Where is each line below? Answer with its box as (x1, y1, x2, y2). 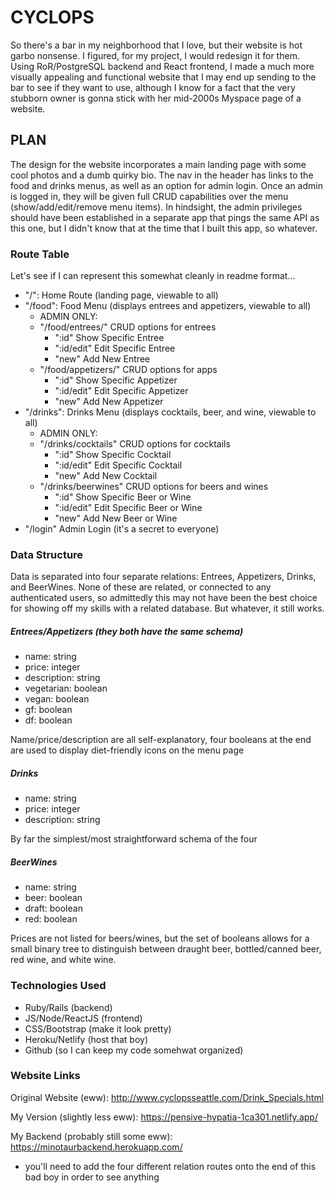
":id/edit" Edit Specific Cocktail (54, 459, 183, 471)
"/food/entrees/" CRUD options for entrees (39, 321, 217, 333)
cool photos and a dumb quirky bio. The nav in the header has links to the (10, 169, 314, 181)
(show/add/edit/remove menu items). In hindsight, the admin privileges (10, 201, 303, 213)
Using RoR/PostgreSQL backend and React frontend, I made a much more (10, 60, 315, 72)
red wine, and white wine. (10, 954, 117, 966)
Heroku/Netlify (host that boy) (24, 1033, 148, 1045)
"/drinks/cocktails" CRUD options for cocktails (39, 438, 231, 450)
